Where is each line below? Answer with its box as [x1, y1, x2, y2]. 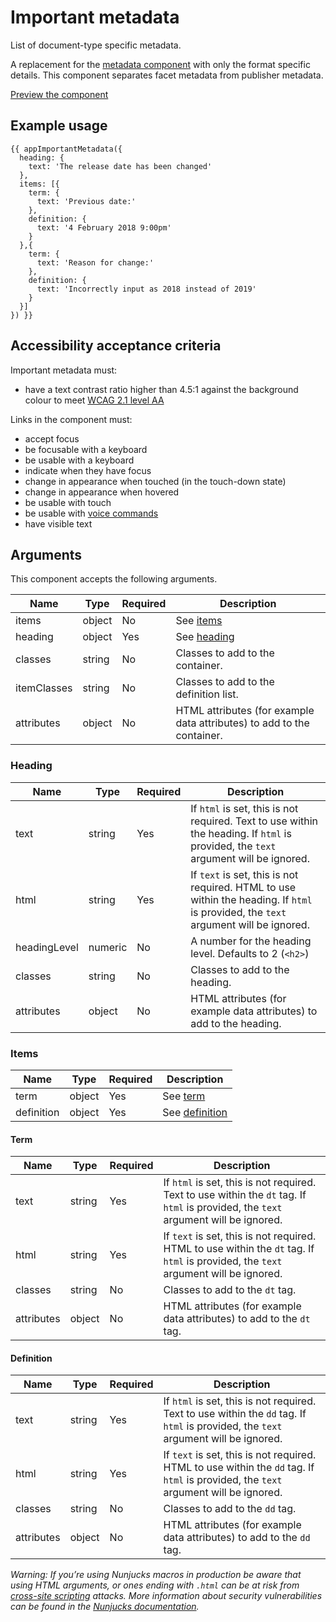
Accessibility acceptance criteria [10, 337, 222, 355]
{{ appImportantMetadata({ [10, 144, 123, 154]
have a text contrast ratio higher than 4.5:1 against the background [24, 383, 299, 395]
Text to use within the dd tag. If [163, 1407, 307, 1421]
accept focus [24, 432, 80, 445]
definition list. [175, 687, 239, 701]
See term [162, 1089, 206, 1103]
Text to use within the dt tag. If [163, 1188, 307, 1202]
